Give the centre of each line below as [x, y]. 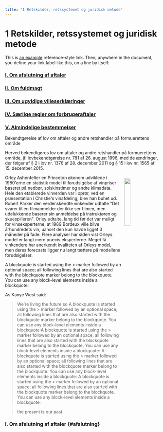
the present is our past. [40, 412]
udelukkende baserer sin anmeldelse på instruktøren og [61, 214]
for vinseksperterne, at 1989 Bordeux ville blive [52, 224]
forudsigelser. [19, 255]
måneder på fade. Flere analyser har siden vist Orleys [59, 234]
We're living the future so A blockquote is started [66, 304]
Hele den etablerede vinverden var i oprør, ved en [55, 193]
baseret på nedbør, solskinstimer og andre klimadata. [58, 188]
